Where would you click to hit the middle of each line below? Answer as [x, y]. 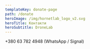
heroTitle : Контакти [26, 23]
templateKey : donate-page [31, 9]
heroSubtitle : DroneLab [29, 28]
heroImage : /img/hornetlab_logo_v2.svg [45, 18]
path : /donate [19, 14]
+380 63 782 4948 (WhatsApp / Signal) [45, 41]
